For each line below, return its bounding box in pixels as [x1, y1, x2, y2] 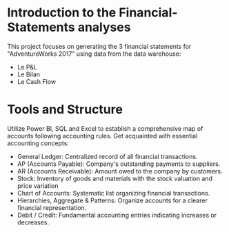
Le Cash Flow [17, 77, 57, 85]
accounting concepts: [7, 139, 69, 147]
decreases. [17, 218, 50, 226]
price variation [17, 181, 59, 190]
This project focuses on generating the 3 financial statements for [7, 42, 192, 50]
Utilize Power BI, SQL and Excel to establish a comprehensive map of [7, 124, 203, 132]
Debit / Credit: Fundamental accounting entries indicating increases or [17, 211, 217, 219]
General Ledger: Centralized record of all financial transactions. [17, 152, 198, 160]
